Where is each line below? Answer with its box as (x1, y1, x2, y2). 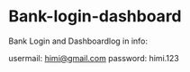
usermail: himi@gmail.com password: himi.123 (8, 52, 179, 63)
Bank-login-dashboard (8, 6, 182, 27)
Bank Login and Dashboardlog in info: (8, 36, 149, 46)
